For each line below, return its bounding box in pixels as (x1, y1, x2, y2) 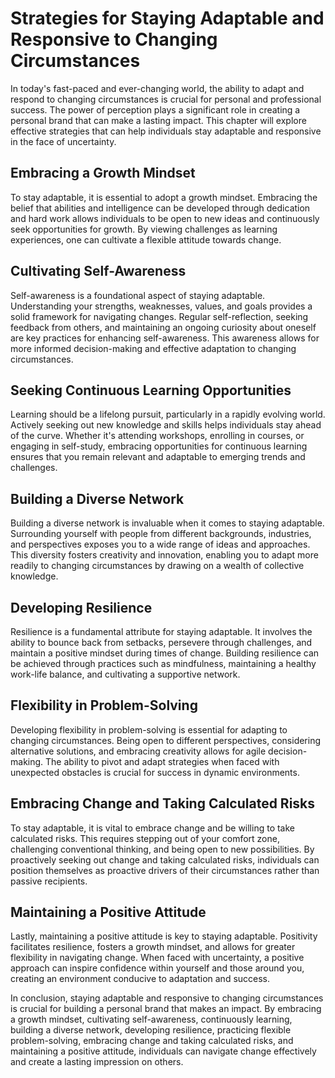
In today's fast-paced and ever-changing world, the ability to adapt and (10, 82, 305, 94)
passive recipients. (10, 875, 88, 887)
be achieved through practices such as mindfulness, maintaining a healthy (10, 658, 317, 669)
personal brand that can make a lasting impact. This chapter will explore (10, 114, 307, 126)
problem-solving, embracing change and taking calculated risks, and (10, 1035, 294, 1047)
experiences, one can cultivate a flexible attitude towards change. (10, 233, 282, 246)
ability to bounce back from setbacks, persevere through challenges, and (10, 637, 313, 648)
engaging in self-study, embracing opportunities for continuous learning (10, 440, 308, 452)
